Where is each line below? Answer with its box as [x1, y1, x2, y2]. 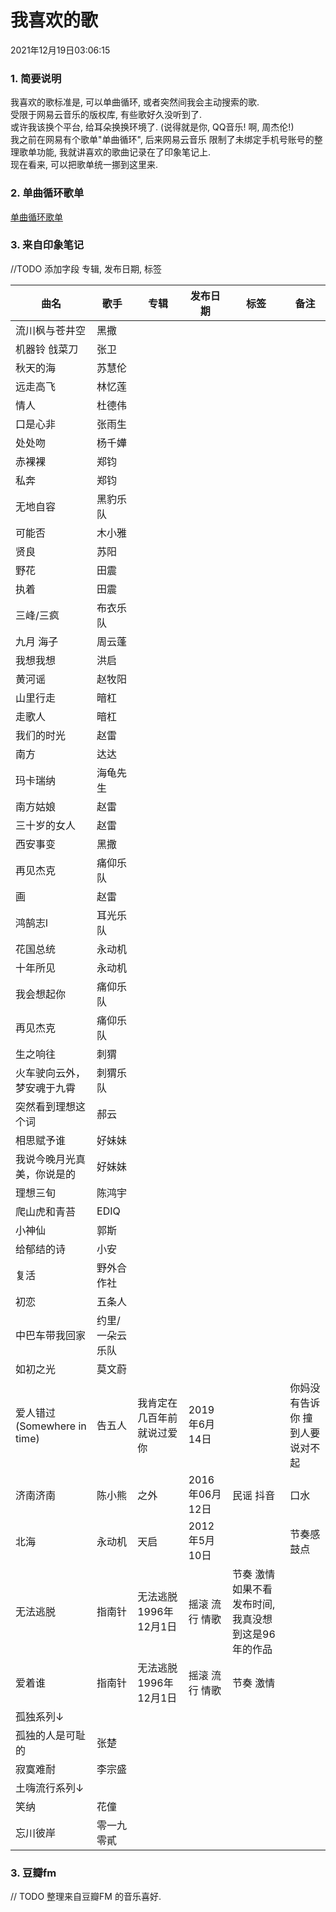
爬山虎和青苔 [15, 1204, 77, 1218]
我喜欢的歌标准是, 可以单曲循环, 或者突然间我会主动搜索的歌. [10, 96, 260, 108]
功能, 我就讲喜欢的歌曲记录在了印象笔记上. [36, 146, 212, 158]
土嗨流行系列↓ [15, 1781, 85, 1795]
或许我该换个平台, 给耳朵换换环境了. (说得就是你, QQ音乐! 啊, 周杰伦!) [10, 121, 295, 133]
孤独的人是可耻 [15, 1728, 87, 1742]
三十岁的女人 [15, 818, 77, 832]
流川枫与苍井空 [15, 323, 87, 337]
